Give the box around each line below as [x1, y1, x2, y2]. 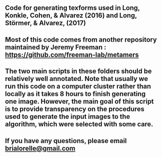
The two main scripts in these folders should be [5, 67, 152, 76]
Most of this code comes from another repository [5, 35, 157, 44]
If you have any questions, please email [5, 137, 127, 145]
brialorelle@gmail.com [5, 144, 76, 152]
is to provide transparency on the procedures [5, 105, 145, 113]
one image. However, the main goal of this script [5, 97, 154, 106]
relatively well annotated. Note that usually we [5, 75, 148, 83]
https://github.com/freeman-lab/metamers [5, 50, 139, 59]
